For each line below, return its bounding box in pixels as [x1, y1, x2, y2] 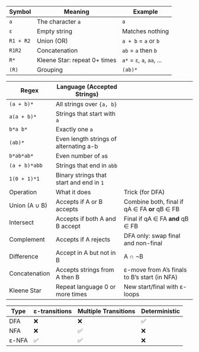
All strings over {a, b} [56, 100, 117, 108]
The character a [36, 18, 81, 25]
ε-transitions [33, 307, 72, 315]
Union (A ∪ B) [9, 201, 47, 209]
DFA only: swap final [123, 232, 181, 240]
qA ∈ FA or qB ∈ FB [123, 205, 179, 213]
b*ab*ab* [9, 153, 34, 159]
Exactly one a [56, 125, 93, 133]
